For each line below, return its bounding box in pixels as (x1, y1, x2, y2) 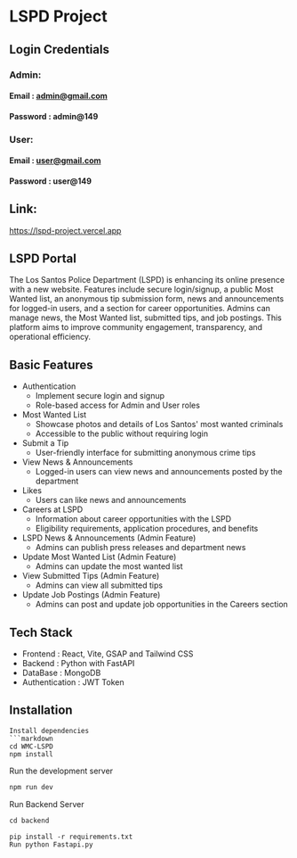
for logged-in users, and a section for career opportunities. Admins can (9, 303, 271, 314)
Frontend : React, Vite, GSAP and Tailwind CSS (21, 648, 194, 659)
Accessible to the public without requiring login (35, 428, 209, 439)
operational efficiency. (9, 332, 92, 342)
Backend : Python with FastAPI (21, 658, 135, 669)
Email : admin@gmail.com (9, 91, 108, 102)
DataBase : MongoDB (21, 667, 101, 679)
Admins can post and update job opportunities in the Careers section (35, 599, 289, 610)
